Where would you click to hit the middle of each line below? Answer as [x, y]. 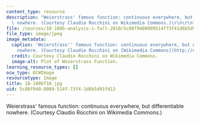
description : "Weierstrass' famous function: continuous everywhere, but [100, 17]
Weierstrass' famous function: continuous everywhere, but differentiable [95, 106]
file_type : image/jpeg [34, 34]
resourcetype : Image [32, 78]
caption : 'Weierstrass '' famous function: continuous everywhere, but [101, 45]
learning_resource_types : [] [42, 67]
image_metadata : [26, 39]
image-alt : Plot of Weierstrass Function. [65, 61]
